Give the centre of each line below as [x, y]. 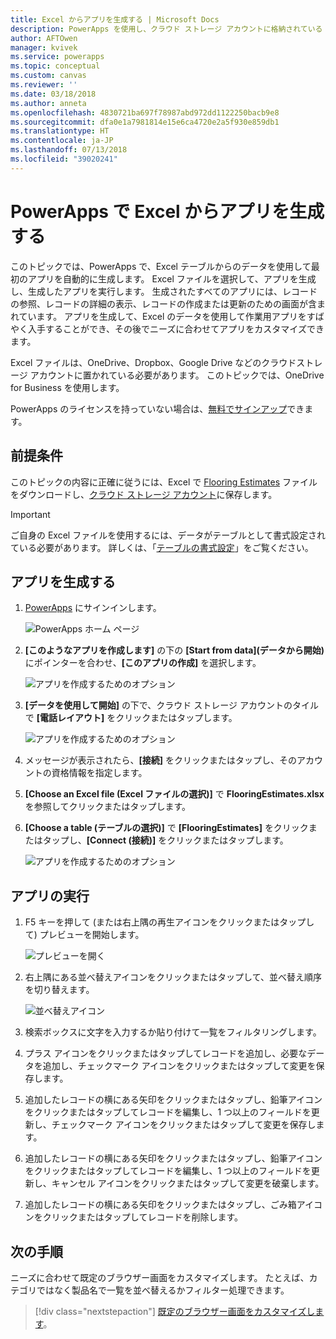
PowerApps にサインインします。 [93, 608]
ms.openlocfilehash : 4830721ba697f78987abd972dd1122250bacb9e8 [145, 112]
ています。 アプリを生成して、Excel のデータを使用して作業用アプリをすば [171, 316]
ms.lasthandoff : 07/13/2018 [69, 150]
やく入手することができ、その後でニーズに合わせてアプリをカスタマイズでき [167, 328]
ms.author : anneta [48, 103]
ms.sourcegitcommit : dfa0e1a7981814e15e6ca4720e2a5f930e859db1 [145, 122]
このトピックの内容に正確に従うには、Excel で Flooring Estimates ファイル [164, 482]
